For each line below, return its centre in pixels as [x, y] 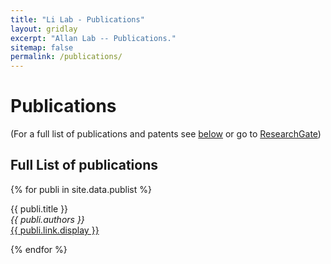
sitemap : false [42, 47]
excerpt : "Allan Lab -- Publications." [93, 38]
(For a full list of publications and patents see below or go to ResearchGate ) [166, 134]
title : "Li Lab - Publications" [77, 19]
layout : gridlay [44, 29]
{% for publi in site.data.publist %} [81, 189]
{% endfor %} [39, 249]
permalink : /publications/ [66, 57]
